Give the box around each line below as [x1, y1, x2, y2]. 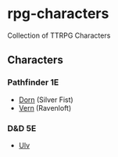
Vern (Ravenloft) [18, 103, 72, 112]
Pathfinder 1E [7, 77, 59, 88]
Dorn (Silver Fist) [18, 95, 73, 104]
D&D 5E [7, 122, 37, 133]
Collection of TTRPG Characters [7, 31, 111, 40]
